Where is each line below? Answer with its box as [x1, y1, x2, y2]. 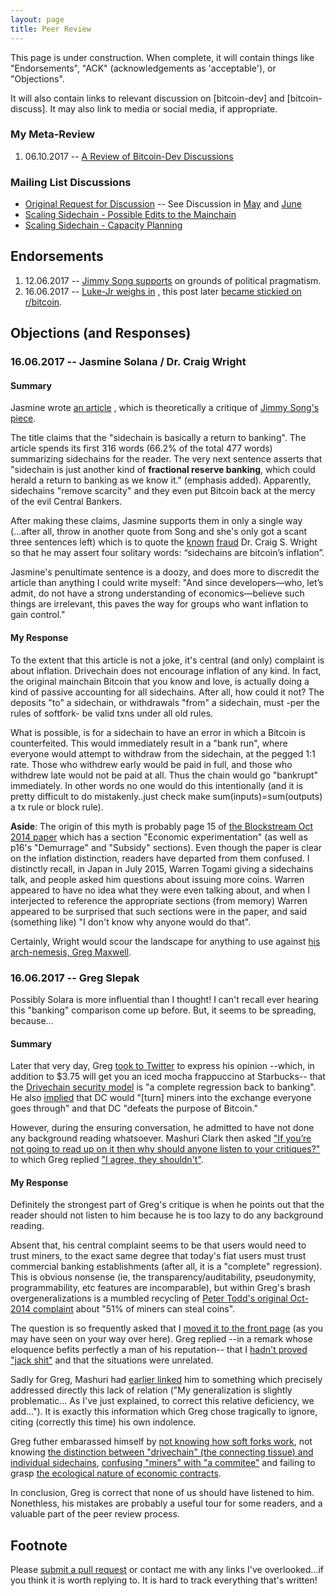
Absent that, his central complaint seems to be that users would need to [10, 1239, 307, 1251]
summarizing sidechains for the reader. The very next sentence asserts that [10, 453, 323, 465]
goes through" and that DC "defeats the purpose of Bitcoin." [10, 1102, 258, 1115]
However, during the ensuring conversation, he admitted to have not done [10, 1122, 315, 1134]
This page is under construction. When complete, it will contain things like [10, 51, 315, 63]
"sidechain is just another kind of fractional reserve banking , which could [10, 464, 316, 476]
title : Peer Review [10, 24, 92, 34]
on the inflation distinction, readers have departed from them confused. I [10, 852, 310, 864]
